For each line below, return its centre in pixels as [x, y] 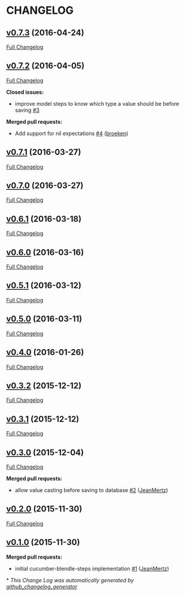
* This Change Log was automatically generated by [70, 580]
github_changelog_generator [42, 586]
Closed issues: [25, 92]
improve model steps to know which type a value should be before [97, 103]
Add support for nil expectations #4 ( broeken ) [72, 133]
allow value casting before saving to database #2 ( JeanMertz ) [92, 490]
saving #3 [27, 110]
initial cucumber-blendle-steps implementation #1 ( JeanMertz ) [92, 568]
